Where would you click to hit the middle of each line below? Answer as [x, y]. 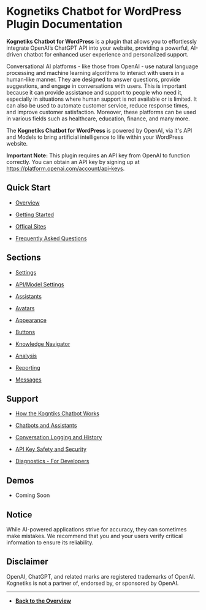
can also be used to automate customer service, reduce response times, [98, 105]
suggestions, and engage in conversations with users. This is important [97, 86]
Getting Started [34, 214]
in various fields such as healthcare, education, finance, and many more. [98, 119]
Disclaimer [27, 562]
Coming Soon [32, 495]
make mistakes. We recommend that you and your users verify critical [94, 536]
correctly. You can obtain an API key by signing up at [73, 162]
